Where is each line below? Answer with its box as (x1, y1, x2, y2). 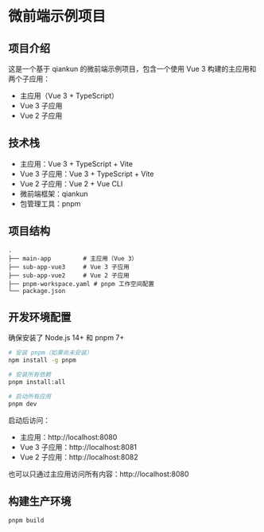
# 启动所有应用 (8, 392, 52, 401)
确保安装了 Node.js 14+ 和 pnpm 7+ (8, 333, 125, 342)
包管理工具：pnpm (19, 198, 81, 208)
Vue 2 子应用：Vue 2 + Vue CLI (19, 178, 123, 188)
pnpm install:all (8, 378, 66, 386)
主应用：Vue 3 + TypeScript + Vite (19, 158, 134, 168)
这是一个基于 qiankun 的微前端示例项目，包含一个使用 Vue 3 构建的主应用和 (8, 65, 257, 73)
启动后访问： (8, 415, 50, 424)
